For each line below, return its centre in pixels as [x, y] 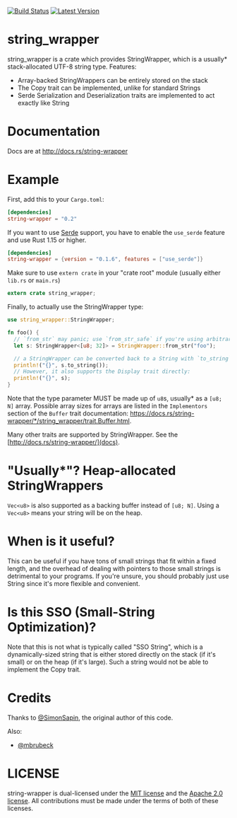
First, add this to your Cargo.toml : [56, 199]
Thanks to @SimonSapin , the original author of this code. [90, 718]
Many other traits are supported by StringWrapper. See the [93, 434]
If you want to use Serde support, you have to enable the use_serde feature [116, 232]
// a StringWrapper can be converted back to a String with [104, 358]
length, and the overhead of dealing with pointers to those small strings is [114, 568]
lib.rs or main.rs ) [34, 280]
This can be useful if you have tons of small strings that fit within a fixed [112, 561]
